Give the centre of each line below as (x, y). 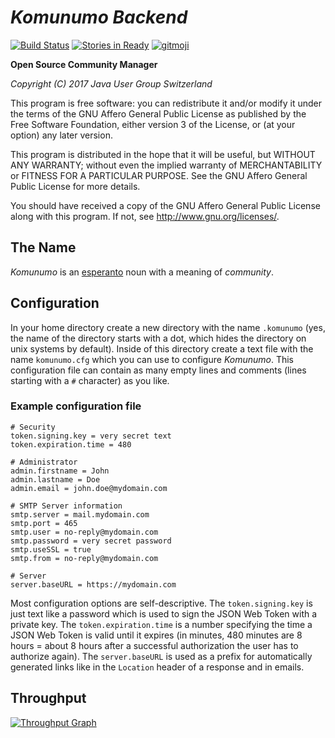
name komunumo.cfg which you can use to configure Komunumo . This (152, 359)
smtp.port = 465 (44, 523)
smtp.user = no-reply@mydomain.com (84, 532)
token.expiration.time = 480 (71, 444)
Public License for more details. (75, 186)
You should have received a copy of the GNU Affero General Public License (165, 205)
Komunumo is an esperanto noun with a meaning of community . (142, 272)
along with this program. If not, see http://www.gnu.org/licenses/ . (145, 216)
